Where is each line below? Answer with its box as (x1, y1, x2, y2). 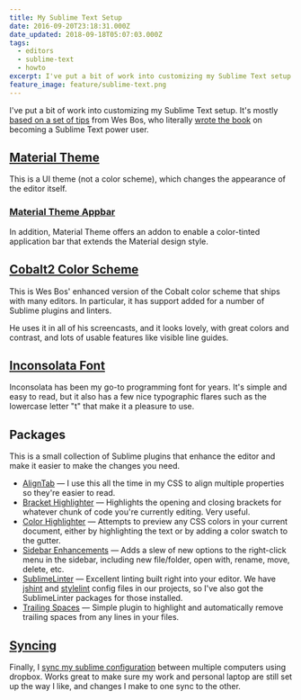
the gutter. (22, 535, 61, 546)
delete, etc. (22, 564, 65, 575)
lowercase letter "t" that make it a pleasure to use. (9, 401, 195, 412)
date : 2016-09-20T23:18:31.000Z (9, 22, 130, 31)
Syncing (9, 638, 57, 653)
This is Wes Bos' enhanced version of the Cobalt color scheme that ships (9, 285, 280, 297)
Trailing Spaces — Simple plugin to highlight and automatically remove (22, 602, 284, 613)
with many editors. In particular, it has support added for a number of (9, 295, 265, 306)
